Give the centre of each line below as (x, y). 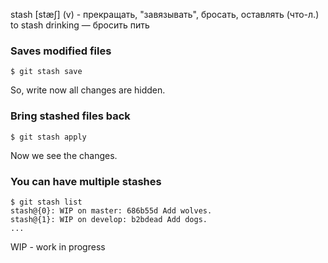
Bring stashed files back (70, 116)
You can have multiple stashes (86, 181)
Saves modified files (61, 51)
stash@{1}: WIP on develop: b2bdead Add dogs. (109, 219)
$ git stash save (46, 72)
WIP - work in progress (58, 246)
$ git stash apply (48, 137)
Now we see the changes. (64, 155)
